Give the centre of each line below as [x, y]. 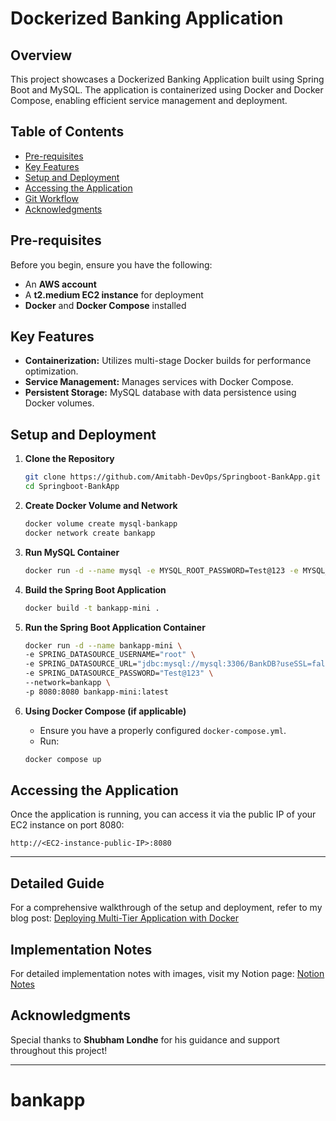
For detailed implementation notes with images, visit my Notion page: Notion [167, 974]
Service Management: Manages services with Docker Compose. [159, 382]
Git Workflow [51, 198]
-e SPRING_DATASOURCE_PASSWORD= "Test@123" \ [119, 673]
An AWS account [60, 284]
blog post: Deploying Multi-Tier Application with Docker [124, 918]
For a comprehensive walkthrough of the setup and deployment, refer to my [166, 908]
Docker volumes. [59, 403]
